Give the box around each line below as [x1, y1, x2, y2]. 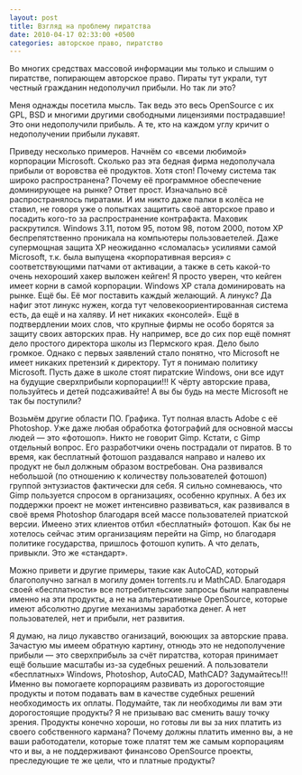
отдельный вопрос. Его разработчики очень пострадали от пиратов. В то [9, 442, 292, 453]
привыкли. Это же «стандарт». [9, 547, 128, 558]
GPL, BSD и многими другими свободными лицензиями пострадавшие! [9, 109, 286, 120]
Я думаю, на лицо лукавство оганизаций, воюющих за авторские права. [9, 630, 288, 641]
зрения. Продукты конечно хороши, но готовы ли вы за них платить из [9, 717, 282, 728]
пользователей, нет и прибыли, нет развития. [9, 613, 185, 624]
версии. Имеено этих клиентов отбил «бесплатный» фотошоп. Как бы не [9, 518, 291, 529]
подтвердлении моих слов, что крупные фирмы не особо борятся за [9, 319, 275, 330]
